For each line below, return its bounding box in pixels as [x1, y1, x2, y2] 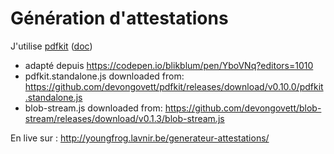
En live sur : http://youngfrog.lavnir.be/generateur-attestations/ [10, 132, 270, 144]
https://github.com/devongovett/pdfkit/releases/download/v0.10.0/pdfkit [24, 80, 324, 92]
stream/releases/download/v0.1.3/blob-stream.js [24, 112, 225, 124]
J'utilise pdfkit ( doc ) [10, 40, 93, 52]
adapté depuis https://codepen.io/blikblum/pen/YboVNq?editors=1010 [24, 59, 314, 71]
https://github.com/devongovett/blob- [164, 102, 322, 114]
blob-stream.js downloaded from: [24, 102, 163, 114]
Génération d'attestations [10, 7, 229, 30]
